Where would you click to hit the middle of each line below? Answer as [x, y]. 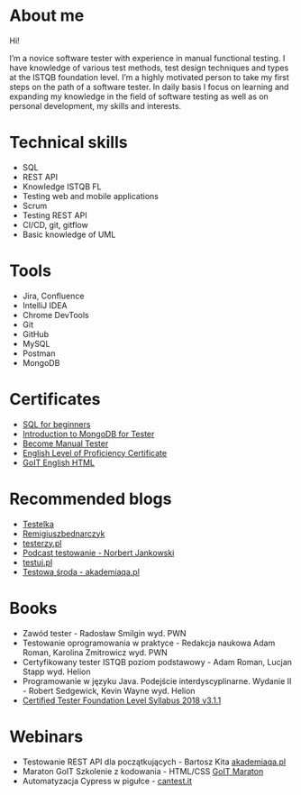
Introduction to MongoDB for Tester [88, 434]
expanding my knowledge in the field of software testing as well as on [139, 96]
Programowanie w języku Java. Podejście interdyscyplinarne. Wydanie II [157, 681]
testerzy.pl [42, 543]
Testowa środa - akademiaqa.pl [81, 571]
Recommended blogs [91, 499]
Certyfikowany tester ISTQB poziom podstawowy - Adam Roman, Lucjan [157, 662]
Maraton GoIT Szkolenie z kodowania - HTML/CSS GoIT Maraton [143, 771]
